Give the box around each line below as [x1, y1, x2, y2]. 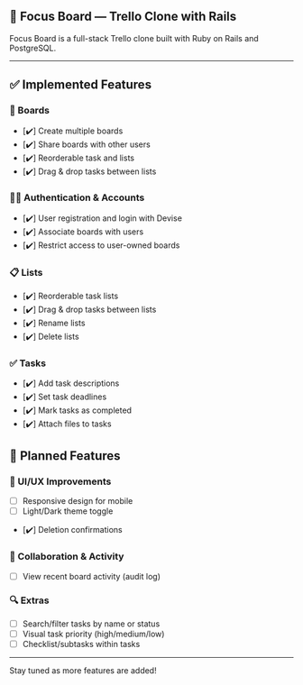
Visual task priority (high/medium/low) [22, 628, 165, 639]
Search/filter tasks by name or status [22, 618, 161, 629]
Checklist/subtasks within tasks [22, 638, 141, 649]
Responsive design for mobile [22, 496, 133, 507]
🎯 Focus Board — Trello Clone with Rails [9, 9, 237, 24]
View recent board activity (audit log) [22, 571, 161, 581]
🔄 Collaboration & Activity [9, 551, 124, 563]
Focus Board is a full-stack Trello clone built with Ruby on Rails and [9, 32, 259, 43]
